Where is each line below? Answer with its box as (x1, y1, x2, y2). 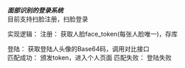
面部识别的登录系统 (7, 6, 64, 14)
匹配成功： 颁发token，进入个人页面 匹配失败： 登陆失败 (7, 53, 172, 62)
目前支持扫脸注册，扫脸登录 (7, 15, 89, 23)
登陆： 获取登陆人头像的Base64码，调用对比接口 (7, 45, 150, 53)
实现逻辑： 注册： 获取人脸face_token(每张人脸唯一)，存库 (7, 30, 179, 38)
